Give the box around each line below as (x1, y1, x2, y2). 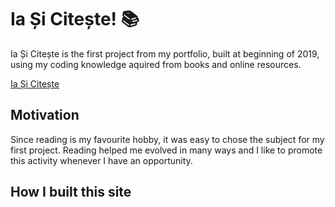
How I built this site (10, 184, 132, 201)
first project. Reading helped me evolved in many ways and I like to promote (10, 144, 323, 156)
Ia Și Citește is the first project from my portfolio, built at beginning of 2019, (10, 47, 320, 60)
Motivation (10, 107, 80, 124)
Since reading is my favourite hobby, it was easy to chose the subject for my (10, 133, 325, 145)
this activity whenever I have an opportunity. (10, 154, 193, 166)
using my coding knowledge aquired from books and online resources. (10, 58, 302, 70)
